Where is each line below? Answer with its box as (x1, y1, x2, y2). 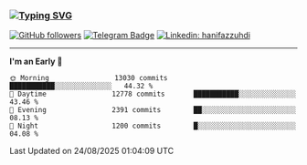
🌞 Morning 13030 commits (9, 74, 168, 83)
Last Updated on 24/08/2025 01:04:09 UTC (9, 146, 175, 157)
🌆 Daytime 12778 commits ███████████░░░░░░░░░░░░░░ (9, 89, 297, 99)
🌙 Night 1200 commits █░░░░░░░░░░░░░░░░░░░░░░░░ (9, 121, 297, 131)
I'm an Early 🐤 (9, 56, 63, 67)
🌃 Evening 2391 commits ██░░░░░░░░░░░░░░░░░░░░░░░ (9, 106, 297, 115)
